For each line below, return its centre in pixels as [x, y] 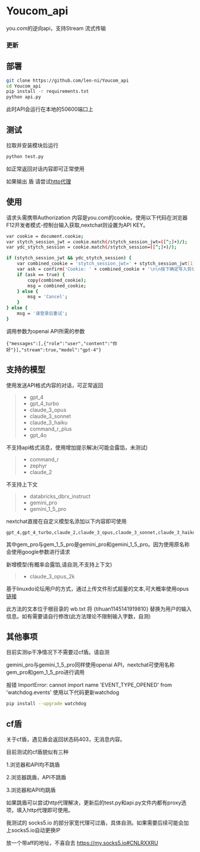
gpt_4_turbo [44, 403]
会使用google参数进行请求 [38, 552]
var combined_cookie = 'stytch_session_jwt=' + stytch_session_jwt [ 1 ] [106, 264]
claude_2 [41, 472]
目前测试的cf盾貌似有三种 [37, 752]
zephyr [38, 466]
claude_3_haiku [49, 422]
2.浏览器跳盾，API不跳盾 [36, 777]
